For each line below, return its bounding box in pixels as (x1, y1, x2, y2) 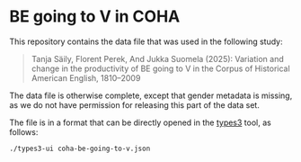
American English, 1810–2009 (31, 72, 141, 83)
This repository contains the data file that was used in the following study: (9, 36, 283, 47)
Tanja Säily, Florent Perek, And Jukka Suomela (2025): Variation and (31, 53, 285, 64)
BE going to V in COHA (9, 6, 181, 27)
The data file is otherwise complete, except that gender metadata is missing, (9, 90, 293, 101)
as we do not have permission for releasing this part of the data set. (9, 99, 261, 110)
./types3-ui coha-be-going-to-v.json (9, 144, 151, 153)
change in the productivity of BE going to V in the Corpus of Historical (31, 63, 290, 74)
